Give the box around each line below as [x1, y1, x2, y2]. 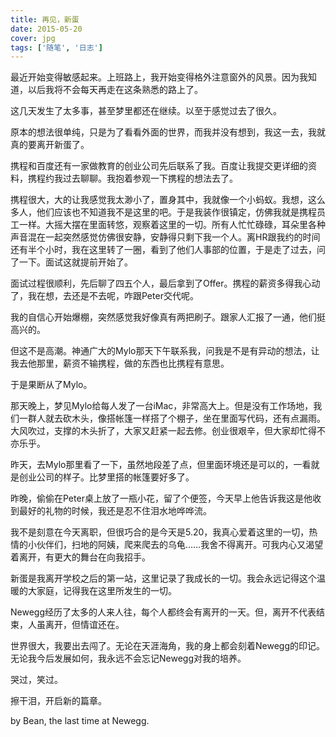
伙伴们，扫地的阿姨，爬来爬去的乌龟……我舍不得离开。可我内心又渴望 [36, 539, 324, 551]
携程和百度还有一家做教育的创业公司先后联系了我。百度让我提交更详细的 [10, 160, 308, 172]
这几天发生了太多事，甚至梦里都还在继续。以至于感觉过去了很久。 [10, 105, 282, 117]
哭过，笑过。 [10, 674, 63, 686]
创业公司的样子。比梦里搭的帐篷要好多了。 [18, 471, 195, 483]
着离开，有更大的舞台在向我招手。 [10, 551, 151, 563]
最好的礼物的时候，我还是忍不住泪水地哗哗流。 [18, 505, 212, 517]
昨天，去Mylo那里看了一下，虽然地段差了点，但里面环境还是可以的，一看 [10, 459, 312, 471]
